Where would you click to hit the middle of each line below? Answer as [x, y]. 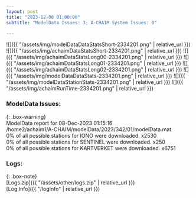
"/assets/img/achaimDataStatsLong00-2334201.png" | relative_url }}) [98, 57]
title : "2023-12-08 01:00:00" [43, 17]
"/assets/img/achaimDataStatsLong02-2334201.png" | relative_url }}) [98, 70]
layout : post [22, 12]
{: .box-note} [22, 176]
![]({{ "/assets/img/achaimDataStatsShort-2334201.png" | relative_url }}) [94, 51]
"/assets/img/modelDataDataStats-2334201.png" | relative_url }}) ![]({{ [99, 76]
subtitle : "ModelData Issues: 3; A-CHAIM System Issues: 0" [82, 22]
